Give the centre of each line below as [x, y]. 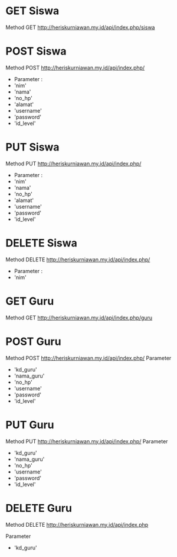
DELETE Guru [39, 508]
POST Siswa [36, 51]
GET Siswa [32, 11]
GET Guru [30, 301]
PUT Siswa [32, 147]
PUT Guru [30, 425]
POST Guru [33, 341]
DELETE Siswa [41, 243]
